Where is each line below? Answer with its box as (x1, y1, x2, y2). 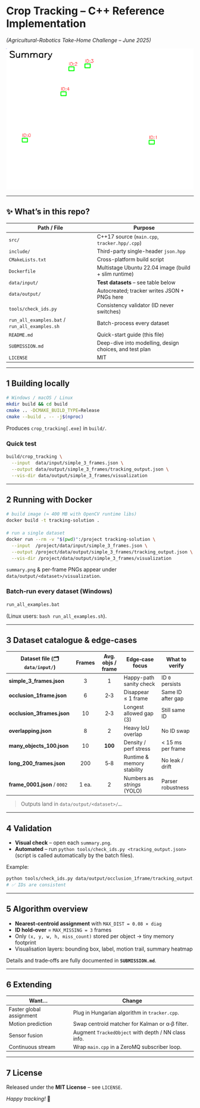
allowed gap (124, 710, 154, 717)
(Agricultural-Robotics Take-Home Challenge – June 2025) (6, 36, 152, 44)
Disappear (124, 689, 149, 696)
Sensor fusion (8, 1032, 43, 1039)
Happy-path (124, 674, 155, 681)
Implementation (6, 17, 86, 30)
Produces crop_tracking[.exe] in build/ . (6, 425, 107, 432)
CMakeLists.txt (8, 257, 46, 263)
